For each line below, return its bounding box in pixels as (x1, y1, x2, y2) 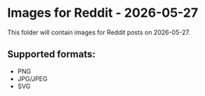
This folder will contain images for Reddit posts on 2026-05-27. (7, 28, 191, 36)
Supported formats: (7, 48, 96, 60)
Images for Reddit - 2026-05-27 (7, 5, 199, 21)
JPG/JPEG (17, 74, 48, 83)
